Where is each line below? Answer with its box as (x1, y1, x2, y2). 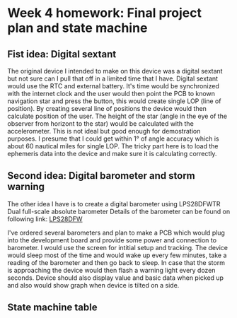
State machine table (7, 302, 98, 314)
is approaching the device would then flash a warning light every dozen (7, 266, 216, 274)
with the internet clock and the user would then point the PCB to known (7, 90, 216, 98)
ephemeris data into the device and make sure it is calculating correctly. (7, 150, 217, 158)
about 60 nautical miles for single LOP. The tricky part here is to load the (7, 142, 219, 150)
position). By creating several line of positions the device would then (7, 105, 207, 112)
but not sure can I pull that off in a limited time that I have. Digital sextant (7, 74, 218, 83)
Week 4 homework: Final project (7, 5, 202, 21)
